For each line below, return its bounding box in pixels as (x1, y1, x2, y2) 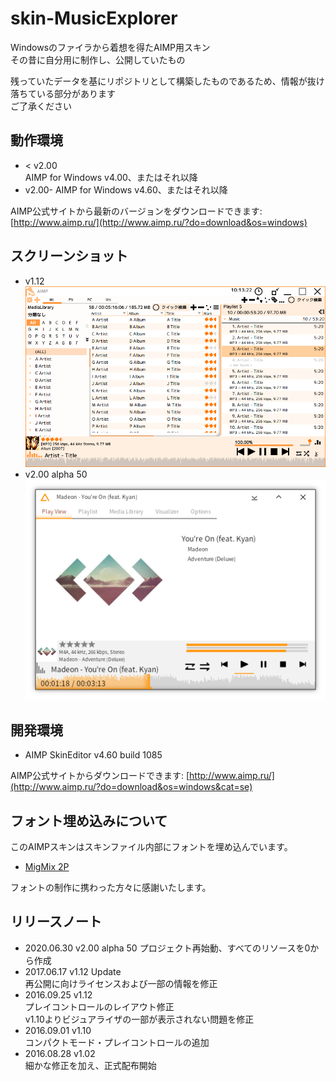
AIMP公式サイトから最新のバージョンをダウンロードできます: (10, 205, 263, 217)
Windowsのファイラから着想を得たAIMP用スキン (10, 41, 211, 53)
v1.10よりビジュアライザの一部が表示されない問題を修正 (24, 1013, 255, 1025)
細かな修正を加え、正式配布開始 (24, 1059, 157, 1071)
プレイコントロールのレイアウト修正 (24, 1000, 175, 1012)
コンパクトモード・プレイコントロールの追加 (24, 1036, 210, 1048)
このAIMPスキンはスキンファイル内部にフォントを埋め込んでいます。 (10, 840, 293, 852)
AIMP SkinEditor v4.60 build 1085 (24, 749, 163, 761)
